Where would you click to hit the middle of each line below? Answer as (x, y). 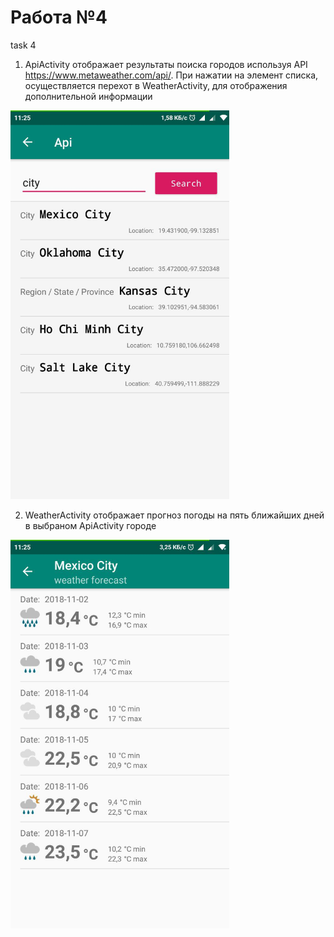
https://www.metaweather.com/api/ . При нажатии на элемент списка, (171, 75)
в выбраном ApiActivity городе (90, 526)
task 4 (23, 45)
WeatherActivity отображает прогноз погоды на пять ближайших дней (174, 515)
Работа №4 (59, 17)
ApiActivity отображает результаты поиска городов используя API (166, 64)
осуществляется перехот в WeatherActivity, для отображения (156, 85)
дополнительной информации (88, 96)
